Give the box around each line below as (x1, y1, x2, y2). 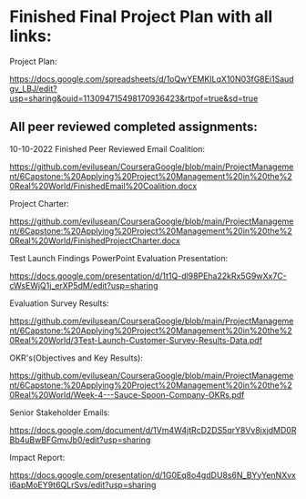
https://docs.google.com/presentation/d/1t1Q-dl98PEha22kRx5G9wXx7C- (9, 270, 287, 281)
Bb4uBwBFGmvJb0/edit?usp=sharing (9, 434, 151, 445)
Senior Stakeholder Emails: (9, 407, 111, 418)
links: (9, 25, 52, 46)
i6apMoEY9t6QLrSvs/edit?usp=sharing (9, 479, 157, 490)
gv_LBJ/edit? (9, 83, 57, 94)
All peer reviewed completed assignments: (9, 119, 258, 135)
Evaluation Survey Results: (9, 298, 109, 309)
